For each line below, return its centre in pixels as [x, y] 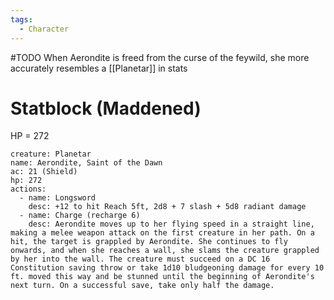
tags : [21, 19]
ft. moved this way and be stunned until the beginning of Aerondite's [162, 277]
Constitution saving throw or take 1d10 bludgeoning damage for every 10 [167, 268]
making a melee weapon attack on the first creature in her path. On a [162, 233]
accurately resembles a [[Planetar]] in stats [99, 68]
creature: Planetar [51, 154]
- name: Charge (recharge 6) [80, 216]
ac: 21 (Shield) [44, 172]
